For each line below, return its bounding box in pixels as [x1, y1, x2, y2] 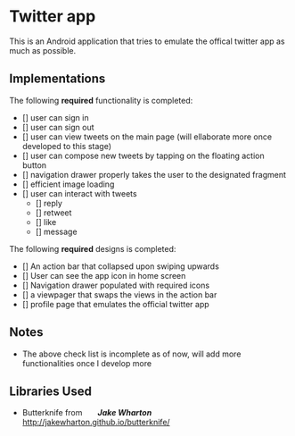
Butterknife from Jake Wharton [21, 407, 152, 418]
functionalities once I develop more [21, 357, 152, 368]
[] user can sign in [21, 112, 89, 122]
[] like [35, 216, 57, 227]
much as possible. [9, 45, 77, 55]
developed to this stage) [21, 140, 111, 151]
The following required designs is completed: [9, 243, 176, 254]
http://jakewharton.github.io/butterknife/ [21, 417, 171, 428]
